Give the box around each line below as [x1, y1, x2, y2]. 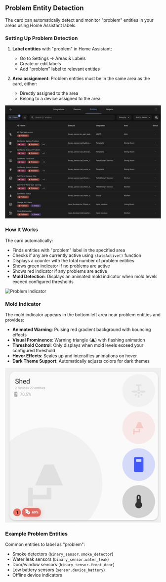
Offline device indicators [12, 572, 63, 578]
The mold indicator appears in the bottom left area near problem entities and [5, 311, 161, 318]
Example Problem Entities [5, 530, 68, 537]
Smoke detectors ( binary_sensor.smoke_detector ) [12, 551, 114, 557]
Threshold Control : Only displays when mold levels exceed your [12, 342, 144, 348]
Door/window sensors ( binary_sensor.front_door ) [12, 562, 115, 568]
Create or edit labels [19, 61, 61, 67]
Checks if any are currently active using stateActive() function [12, 252, 142, 258]
